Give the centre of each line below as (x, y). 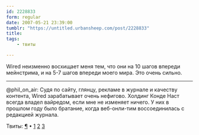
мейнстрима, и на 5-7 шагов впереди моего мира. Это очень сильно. (94, 73)
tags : (13, 39)
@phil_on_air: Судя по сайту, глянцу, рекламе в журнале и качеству (92, 90)
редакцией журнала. (33, 114)
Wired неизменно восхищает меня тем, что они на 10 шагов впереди (93, 66)
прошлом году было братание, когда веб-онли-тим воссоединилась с (95, 108)
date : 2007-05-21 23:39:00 (39, 22)
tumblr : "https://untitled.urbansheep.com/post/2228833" (78, 28)
